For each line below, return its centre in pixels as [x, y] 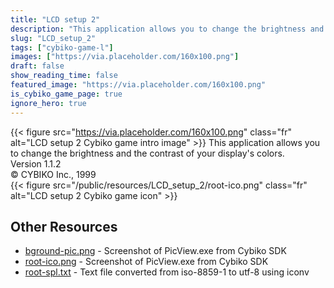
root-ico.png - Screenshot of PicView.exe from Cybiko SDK [146, 262]
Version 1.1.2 [36, 163]
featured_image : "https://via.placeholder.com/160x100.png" [138, 85]
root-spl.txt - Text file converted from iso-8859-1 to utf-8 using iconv [167, 272]
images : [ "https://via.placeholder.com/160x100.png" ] [125, 57]
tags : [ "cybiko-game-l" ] [62, 47]
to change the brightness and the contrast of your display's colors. [147, 153]
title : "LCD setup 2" [55, 19]
